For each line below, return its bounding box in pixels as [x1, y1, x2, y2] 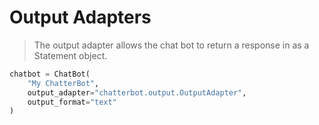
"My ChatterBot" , [27, 78, 100, 88]
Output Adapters [9, 6, 152, 29]
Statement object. [33, 49, 108, 61]
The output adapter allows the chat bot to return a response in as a [33, 39, 310, 51]
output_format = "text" [27, 97, 117, 107]
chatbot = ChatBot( [9, 69, 91, 79]
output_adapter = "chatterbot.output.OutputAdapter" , [27, 87, 247, 98]
